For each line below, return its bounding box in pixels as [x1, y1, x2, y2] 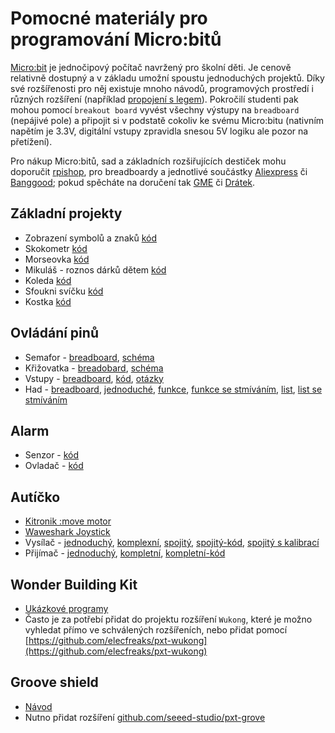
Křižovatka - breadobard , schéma [24, 362, 164, 374]
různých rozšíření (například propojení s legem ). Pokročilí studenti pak [10, 93, 299, 105]
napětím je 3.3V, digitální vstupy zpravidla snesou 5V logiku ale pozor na [10, 125, 309, 137]
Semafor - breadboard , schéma [24, 351, 155, 363]
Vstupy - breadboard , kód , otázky [24, 372, 164, 384]
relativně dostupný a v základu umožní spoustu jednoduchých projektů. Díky [10, 72, 325, 84]
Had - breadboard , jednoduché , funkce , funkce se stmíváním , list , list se [24, 383, 323, 395]
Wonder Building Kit [10, 576, 138, 593]
